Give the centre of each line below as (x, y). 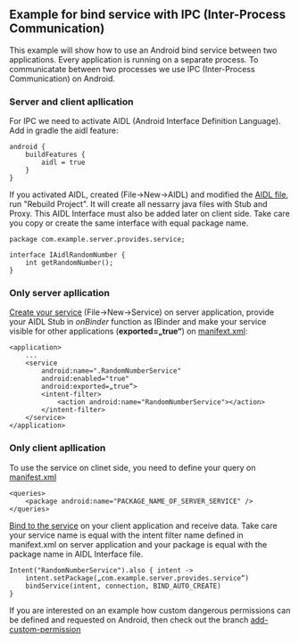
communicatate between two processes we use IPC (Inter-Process (133, 69)
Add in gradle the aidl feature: (64, 131)
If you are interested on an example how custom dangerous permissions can (150, 610)
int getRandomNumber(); (70, 263)
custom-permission (45, 629)
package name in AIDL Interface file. (76, 554)
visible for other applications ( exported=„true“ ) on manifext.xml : (129, 331)
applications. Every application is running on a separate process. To (134, 59)
